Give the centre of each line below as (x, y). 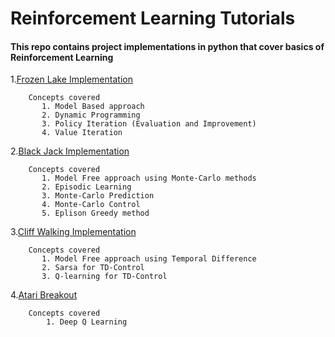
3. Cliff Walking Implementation (73, 232)
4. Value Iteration (82, 133)
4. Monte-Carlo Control (91, 205)
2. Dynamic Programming (91, 115)
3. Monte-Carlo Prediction (98, 196)
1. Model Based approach (93, 107)
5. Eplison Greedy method (95, 213)
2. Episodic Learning (86, 187)
